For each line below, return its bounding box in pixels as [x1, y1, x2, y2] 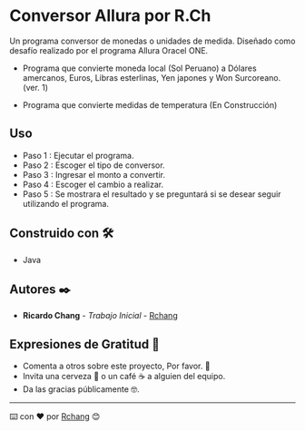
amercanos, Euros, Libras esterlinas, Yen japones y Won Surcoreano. [22, 72, 281, 83]
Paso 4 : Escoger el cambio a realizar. [22, 179, 164, 190]
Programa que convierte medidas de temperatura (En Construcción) [22, 99, 278, 110]
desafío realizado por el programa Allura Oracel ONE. [9, 44, 209, 55]
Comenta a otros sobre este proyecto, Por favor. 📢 [22, 360, 211, 372]
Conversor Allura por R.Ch [9, 5, 212, 26]
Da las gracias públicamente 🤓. [22, 384, 141, 395]
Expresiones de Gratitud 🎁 [9, 337, 161, 352]
